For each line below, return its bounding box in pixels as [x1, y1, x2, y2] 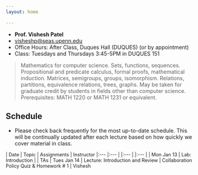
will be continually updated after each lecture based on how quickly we [14, 133, 193, 141]
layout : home [5, 8, 39, 15]
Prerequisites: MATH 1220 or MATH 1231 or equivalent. [20, 94, 157, 101]
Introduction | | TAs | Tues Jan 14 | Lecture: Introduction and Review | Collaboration [5, 157, 193, 164]
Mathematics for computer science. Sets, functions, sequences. [20, 62, 180, 69]
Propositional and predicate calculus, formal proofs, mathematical [20, 68, 185, 75]
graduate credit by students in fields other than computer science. [20, 87, 186, 94]
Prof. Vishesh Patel [14, 31, 64, 38]
